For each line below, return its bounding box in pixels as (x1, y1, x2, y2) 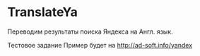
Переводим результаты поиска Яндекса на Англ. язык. (7, 27, 173, 36)
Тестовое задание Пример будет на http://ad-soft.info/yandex (7, 41, 193, 49)
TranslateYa (7, 4, 78, 20)
